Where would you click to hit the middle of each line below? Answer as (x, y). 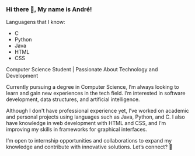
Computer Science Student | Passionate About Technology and (82, 70)
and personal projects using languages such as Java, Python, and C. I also (95, 117)
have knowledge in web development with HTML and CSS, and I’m (86, 123)
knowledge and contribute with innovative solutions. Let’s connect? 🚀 (89, 147)
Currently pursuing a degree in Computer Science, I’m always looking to (93, 87)
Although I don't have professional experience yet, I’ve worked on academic (97, 111)
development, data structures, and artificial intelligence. (73, 99)
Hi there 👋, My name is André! (49, 9)
